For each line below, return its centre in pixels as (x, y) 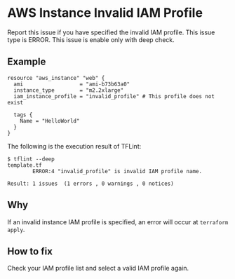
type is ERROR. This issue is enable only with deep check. (91, 39)
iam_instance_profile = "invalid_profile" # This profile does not (114, 96)
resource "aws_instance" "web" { (56, 78)
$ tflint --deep (31, 159)
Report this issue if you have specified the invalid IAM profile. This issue (111, 32)
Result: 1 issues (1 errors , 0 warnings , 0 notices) (90, 184)
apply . (16, 229)
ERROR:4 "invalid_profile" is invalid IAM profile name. (117, 171)
